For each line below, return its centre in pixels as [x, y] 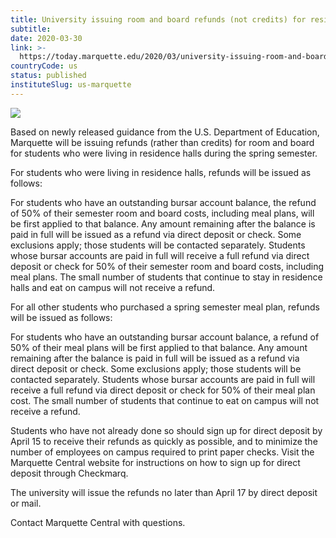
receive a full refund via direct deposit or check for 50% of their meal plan [163, 390]
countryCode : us [44, 66]
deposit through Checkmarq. [69, 473]
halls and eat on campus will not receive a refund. [113, 287]
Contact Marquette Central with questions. [98, 522]
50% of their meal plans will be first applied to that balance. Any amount [159, 347]
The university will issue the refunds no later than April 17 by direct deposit [164, 492]
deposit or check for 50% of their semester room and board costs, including [167, 266]
